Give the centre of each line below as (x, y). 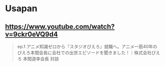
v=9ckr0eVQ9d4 (32, 34)
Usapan (21, 9)
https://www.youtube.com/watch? (60, 27)
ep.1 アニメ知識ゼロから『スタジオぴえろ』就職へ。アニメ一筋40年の (87, 46)
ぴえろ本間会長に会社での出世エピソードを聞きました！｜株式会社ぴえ (89, 53)
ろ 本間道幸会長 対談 (38, 59)
